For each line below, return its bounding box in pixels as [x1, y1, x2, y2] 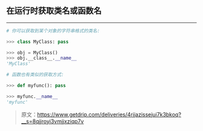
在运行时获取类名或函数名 [6, 5, 101, 16]
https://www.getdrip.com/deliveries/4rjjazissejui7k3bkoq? [37, 110, 181, 118]
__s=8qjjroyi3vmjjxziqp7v [21, 117, 84, 125]
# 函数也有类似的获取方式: [6, 72, 65, 78]
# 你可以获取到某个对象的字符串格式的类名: [6, 28, 100, 34]
